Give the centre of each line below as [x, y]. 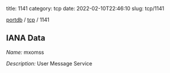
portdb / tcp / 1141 [28, 20]
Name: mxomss [25, 52]
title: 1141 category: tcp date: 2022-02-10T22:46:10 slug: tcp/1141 [85, 8]
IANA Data [26, 38]
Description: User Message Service [49, 63]
